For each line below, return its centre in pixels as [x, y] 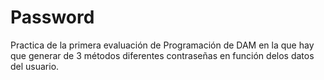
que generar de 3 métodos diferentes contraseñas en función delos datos [162, 55]
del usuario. [35, 66]
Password [52, 17]
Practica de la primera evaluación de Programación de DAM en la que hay [162, 45]
